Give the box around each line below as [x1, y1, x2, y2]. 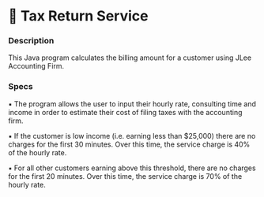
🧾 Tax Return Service [8, 7, 149, 25]
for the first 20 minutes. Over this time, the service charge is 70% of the [8, 171, 243, 180]
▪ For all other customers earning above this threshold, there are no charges [8, 163, 256, 173]
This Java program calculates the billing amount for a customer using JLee [8, 53, 251, 62]
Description [8, 35, 55, 46]
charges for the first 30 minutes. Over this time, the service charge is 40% [8, 139, 251, 149]
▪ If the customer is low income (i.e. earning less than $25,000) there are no [8, 131, 256, 140]
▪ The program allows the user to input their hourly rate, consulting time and [8, 98, 257, 109]
